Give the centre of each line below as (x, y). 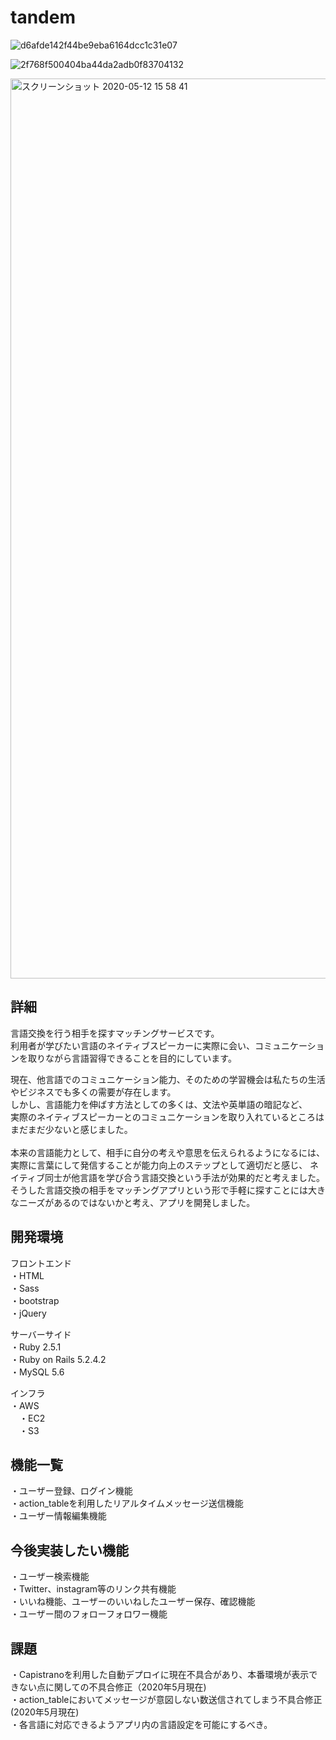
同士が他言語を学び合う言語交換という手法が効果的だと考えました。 (184, 1177)
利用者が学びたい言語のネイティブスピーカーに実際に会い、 (132, 1045)
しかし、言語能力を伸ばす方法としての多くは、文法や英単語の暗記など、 (159, 1104)
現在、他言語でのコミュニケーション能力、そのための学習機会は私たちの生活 (168, 1079)
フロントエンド (41, 1263)
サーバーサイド (41, 1334)
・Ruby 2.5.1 (36, 1347)
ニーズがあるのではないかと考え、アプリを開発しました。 (137, 1202)
